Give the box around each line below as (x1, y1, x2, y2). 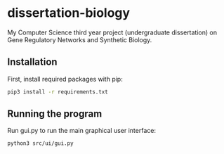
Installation (7, 56, 58, 68)
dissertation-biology (7, 5, 131, 21)
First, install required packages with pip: (7, 75, 123, 83)
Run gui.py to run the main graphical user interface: (7, 127, 157, 135)
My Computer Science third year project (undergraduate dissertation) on (7, 28, 218, 37)
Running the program (7, 108, 103, 120)
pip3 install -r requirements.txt (7, 88, 109, 96)
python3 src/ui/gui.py (7, 140, 74, 147)
